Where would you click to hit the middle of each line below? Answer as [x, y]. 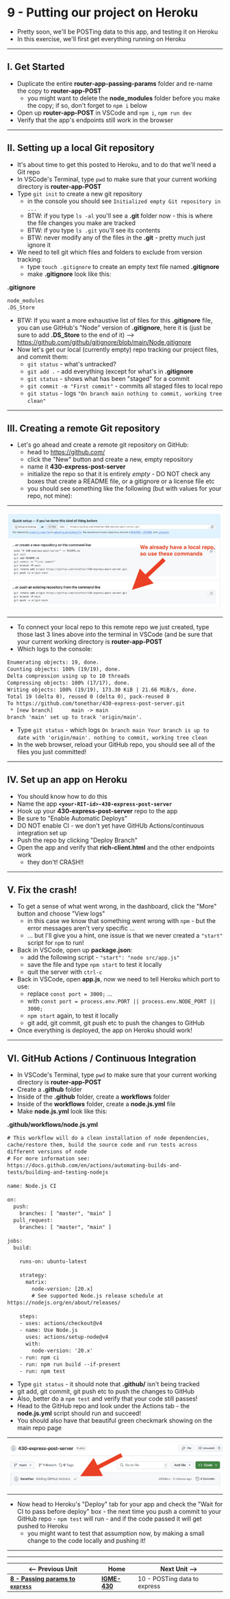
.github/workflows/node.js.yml [52, 1125]
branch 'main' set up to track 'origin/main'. [75, 717]
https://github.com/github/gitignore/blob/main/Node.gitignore [104, 342]
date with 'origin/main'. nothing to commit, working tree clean [112, 738]
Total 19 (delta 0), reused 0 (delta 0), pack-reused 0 [88, 697]
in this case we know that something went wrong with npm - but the [122, 921]
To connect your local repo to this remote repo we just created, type [113, 627]
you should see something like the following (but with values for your [124, 489]
